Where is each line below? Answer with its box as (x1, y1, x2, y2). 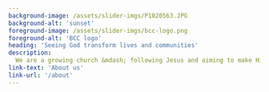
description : (8, 49, 52, 57)
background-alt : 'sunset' (8, 19, 94, 27)
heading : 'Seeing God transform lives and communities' (8, 42, 199, 50)
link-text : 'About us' (8, 64, 84, 72)
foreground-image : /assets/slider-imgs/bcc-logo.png (8, 26, 188, 34)
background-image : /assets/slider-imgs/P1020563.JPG (8, 11, 188, 20)
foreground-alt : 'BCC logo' (8, 34, 102, 42)
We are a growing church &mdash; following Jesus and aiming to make (15, 57, 252, 65)
